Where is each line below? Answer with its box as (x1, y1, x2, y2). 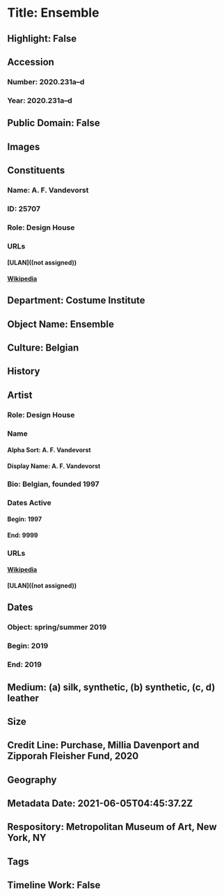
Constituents (7, 164, 65, 176)
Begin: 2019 (7, 641, 49, 651)
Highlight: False (7, 33, 77, 45)
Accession (7, 56, 54, 67)
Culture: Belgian (7, 342, 79, 354)
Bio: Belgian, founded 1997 (7, 479, 99, 488)
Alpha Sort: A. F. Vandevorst (7, 446, 92, 454)
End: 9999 (7, 531, 38, 539)
